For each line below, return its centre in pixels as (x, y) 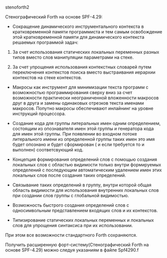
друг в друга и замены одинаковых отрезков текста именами (78, 103)
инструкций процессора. (39, 114)
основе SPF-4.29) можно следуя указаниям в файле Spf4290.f (72, 250)
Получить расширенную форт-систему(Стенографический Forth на (77, 245)
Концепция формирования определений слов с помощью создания (84, 159)
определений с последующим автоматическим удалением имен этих (87, 170)
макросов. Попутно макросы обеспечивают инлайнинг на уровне (83, 108)
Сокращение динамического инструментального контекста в (78, 26)
